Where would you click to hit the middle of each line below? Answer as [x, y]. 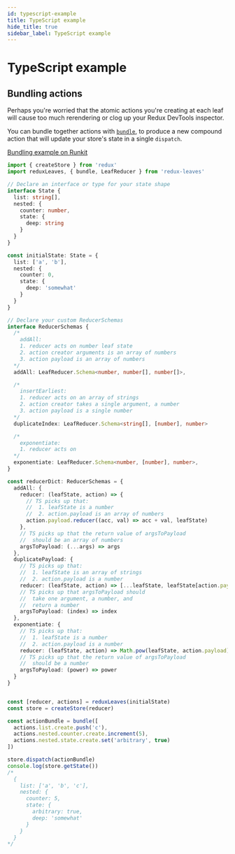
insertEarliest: [44, 391]
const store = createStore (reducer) [60, 708]
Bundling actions [45, 93]
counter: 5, [43, 799]
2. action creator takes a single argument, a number [100, 404]
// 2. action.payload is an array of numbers [95, 514]
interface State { [34, 191]
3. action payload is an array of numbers [83, 359]
